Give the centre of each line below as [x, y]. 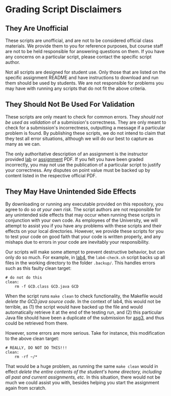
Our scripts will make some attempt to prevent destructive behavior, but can [85, 252]
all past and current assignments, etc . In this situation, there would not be [83, 377]
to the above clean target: [32, 338]
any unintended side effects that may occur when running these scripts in [83, 215]
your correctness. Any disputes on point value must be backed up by [78, 170]
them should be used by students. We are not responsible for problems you [85, 83]
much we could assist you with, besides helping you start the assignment [82, 382]
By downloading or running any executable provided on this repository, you [84, 204]
